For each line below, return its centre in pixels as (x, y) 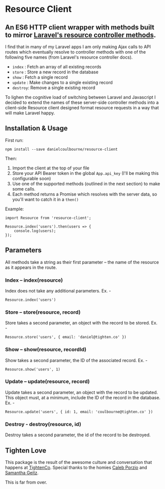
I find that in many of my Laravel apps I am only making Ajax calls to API (78, 47)
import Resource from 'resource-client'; (48, 218)
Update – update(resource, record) (48, 382)
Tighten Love (26, 450)
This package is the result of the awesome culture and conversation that (79, 462)
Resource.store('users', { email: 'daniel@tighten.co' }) (66, 337)
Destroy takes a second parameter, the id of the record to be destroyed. (78, 435)
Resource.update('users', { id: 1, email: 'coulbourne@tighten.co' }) (79, 412)
